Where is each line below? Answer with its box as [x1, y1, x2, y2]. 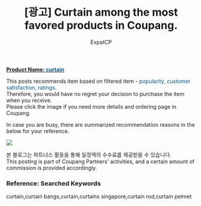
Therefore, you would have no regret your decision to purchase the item [6, 90, 185, 97]
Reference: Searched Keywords [6, 179, 101, 187]
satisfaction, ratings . [6, 83, 57, 91]
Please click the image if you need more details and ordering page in [6, 103, 176, 110]
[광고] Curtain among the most [23, 5, 179, 19]
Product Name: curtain [6, 65, 64, 73]
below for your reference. [6, 127, 70, 135]
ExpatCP [90, 38, 113, 46]
